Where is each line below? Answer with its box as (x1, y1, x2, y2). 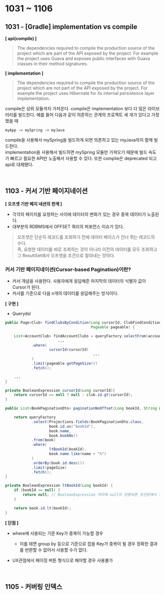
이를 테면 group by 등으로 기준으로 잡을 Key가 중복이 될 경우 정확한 (19, 540, 149, 546)
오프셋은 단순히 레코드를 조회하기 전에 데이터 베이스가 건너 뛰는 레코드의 (17, 234, 155, 240)
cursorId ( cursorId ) (49, 347, 89, 352)
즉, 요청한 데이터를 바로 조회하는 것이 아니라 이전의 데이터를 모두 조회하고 (17, 246, 158, 252)
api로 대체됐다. (5, 162, 34, 167)
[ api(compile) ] (5, 35, 37, 41)
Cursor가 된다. (12, 284, 41, 290)
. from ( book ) (31, 438, 56, 443)
